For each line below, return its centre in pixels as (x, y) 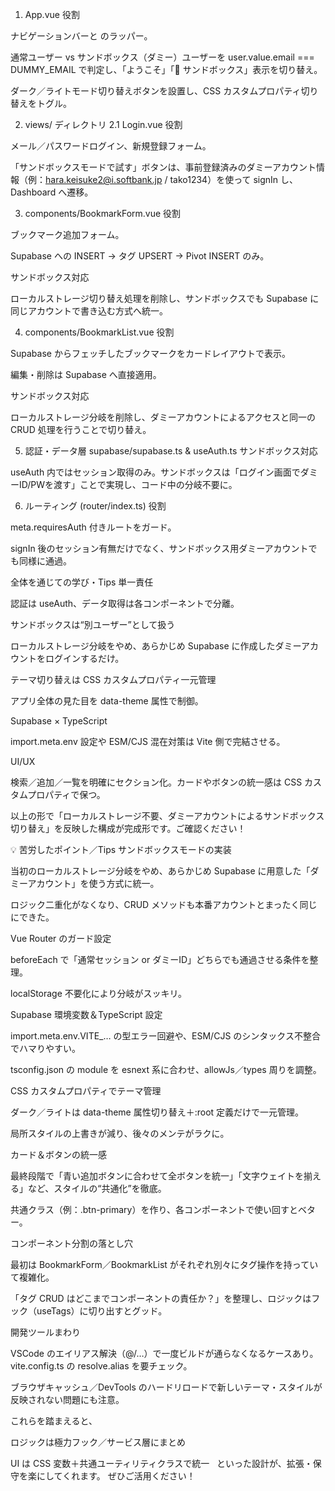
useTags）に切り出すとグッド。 (102, 1311)
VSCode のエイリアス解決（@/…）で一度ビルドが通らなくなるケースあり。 (164, 1353)
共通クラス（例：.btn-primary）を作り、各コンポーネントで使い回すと (154, 1209)
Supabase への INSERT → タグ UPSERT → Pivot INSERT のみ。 (140, 256)
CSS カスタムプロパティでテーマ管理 (86, 1091)
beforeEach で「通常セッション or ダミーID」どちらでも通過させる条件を (160, 959)
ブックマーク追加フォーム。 (67, 234)
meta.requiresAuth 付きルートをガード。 (93, 527)
